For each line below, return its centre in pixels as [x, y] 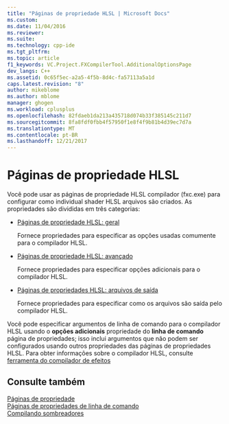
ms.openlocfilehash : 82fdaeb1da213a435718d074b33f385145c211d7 [99, 115]
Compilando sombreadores [46, 413]
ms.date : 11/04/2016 [37, 26]
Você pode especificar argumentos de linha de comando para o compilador [114, 324]
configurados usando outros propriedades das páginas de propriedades [109, 346]
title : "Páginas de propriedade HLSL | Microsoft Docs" [88, 13]
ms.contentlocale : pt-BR [43, 135]
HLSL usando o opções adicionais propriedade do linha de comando [106, 331]
